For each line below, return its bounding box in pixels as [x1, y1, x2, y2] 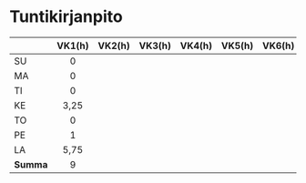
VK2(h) [97, 39, 130, 52]
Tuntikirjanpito [9, 6, 123, 27]
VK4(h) [179, 39, 212, 52]
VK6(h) [262, 39, 295, 52]
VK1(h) [56, 39, 89, 52]
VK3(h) [138, 39, 171, 52]
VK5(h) [221, 39, 254, 52]
